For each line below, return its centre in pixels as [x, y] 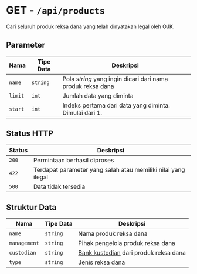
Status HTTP [30, 134]
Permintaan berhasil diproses [74, 160]
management [24, 243]
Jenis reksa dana [102, 262]
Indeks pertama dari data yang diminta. [116, 105]
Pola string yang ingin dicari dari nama [115, 79]
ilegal [41, 177]
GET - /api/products [56, 10]
